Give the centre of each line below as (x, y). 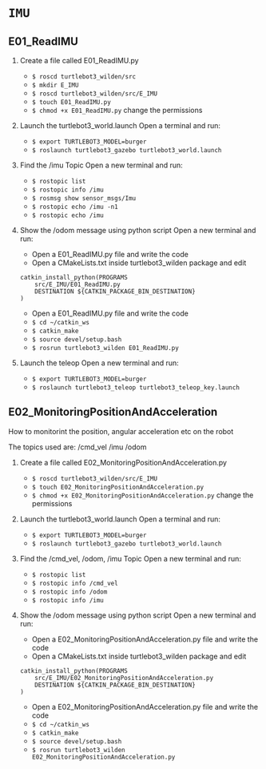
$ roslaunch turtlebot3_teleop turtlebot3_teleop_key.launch (135, 388)
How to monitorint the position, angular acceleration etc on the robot (121, 431)
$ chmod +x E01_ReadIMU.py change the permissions (117, 110)
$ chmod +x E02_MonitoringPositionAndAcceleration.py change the (143, 495)
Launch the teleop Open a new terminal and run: (99, 363)
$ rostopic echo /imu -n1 (75, 207)
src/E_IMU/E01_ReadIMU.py (78, 284)
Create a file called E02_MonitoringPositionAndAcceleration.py (123, 462)
